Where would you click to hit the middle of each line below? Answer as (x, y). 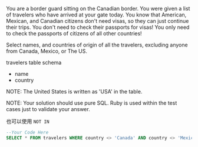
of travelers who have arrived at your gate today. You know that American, (96, 15)
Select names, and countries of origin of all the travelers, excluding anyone (97, 45)
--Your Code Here (27, 132)
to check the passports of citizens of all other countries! (74, 34)
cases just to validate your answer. (48, 109)
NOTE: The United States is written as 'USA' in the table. (74, 91)
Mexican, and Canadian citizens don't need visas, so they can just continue (98, 21)
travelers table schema (34, 62)
